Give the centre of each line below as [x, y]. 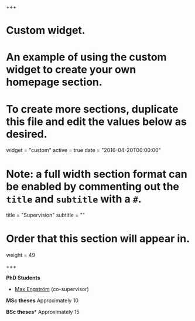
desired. [27, 134]
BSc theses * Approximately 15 [43, 312]
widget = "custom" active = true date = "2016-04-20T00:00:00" [83, 150]
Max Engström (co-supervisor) [52, 289]
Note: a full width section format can [97, 174]
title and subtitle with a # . [74, 199]
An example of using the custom [86, 57]
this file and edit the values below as [97, 121]
